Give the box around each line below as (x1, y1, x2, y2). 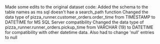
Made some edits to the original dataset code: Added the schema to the (5, 4, 148, 10)
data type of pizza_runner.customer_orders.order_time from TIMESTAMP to (5, 14, 156, 20)
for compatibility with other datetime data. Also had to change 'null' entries (5, 30, 154, 35)
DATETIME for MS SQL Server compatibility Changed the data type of (5, 19, 144, 25)
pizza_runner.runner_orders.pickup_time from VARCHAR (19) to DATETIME (5, 24, 154, 30)
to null (5, 34, 18, 40)
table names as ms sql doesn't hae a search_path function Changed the (5, 9, 149, 15)
